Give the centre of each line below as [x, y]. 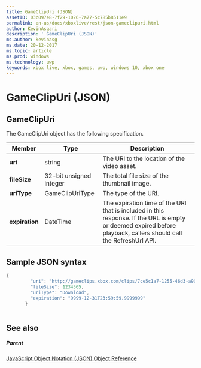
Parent [15, 343]
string [53, 163]
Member [24, 149]
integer [54, 184]
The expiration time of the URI [144, 203]
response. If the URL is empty [144, 218]
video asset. [120, 166]
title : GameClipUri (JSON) [40, 12]
